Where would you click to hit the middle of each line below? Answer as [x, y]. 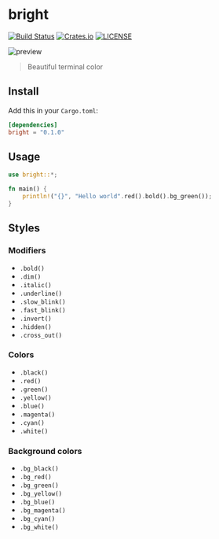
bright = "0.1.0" [36, 132]
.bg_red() [36, 478]
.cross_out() [41, 335]
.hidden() [36, 327]
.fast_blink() [42, 310]
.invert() [36, 319]
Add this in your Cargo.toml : [53, 110]
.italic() [36, 285]
